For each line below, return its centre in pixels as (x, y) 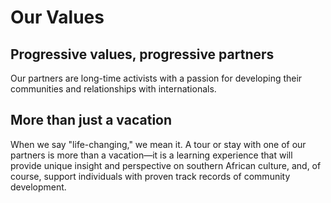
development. (38, 187)
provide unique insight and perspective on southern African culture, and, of (166, 165)
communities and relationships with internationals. (113, 89)
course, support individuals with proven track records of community (150, 176)
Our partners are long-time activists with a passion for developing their (156, 78)
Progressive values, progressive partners (142, 54)
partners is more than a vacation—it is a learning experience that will (151, 155)
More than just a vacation (91, 120)
